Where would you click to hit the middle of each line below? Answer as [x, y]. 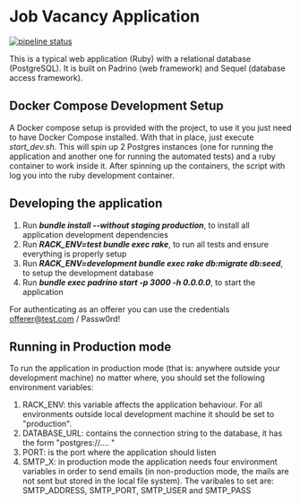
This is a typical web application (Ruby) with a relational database [130, 58]
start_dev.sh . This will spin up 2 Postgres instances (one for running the [141, 146]
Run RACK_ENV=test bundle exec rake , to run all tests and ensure [145, 244]
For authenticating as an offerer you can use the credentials [120, 309]
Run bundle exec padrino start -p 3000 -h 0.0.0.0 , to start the [139, 282]
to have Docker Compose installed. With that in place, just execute [132, 137]
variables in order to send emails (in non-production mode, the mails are [155, 472]
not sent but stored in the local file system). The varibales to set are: [148, 481]
